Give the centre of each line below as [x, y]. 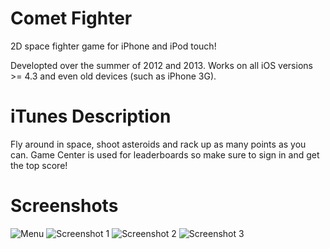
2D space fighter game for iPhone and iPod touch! [113, 46]
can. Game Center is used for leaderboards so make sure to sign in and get [165, 154]
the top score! [39, 165]
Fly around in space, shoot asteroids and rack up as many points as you [158, 144]
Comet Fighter [71, 18]
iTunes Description [91, 116]
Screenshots [64, 206]
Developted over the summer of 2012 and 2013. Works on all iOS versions [161, 65]
